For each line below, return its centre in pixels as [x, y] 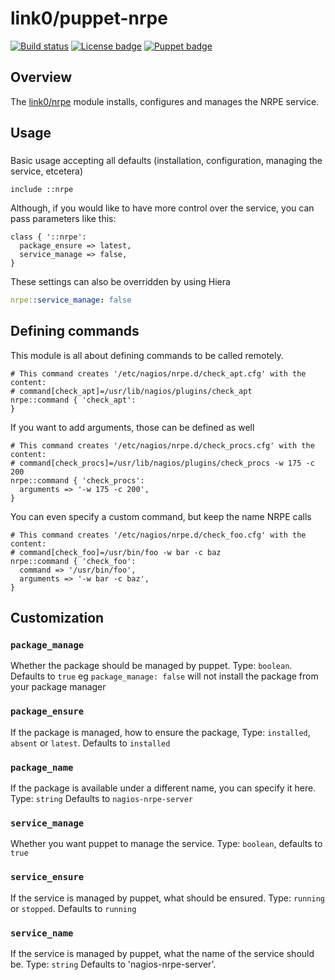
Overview [41, 77]
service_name [42, 933]
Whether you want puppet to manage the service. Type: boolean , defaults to [166, 844]
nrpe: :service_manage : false [71, 300]
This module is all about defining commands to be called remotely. [147, 355]
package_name [42, 767]
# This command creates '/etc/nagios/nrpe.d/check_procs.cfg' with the [162, 445]
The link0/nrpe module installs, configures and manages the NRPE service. [165, 101]
